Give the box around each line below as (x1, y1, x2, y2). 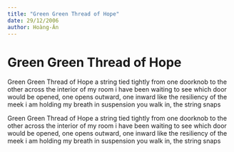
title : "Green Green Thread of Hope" (7, 10, 120, 18)
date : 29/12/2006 (7, 17, 59, 24)
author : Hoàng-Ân (7, 23, 59, 31)
